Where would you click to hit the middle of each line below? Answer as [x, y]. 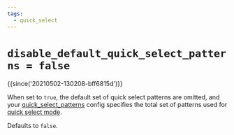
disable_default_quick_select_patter [117, 54]
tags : [15, 14]
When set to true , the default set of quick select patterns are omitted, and [114, 97]
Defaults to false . [32, 126]
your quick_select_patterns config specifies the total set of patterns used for [117, 105]
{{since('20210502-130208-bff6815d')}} [65, 84]
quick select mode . [35, 112]
